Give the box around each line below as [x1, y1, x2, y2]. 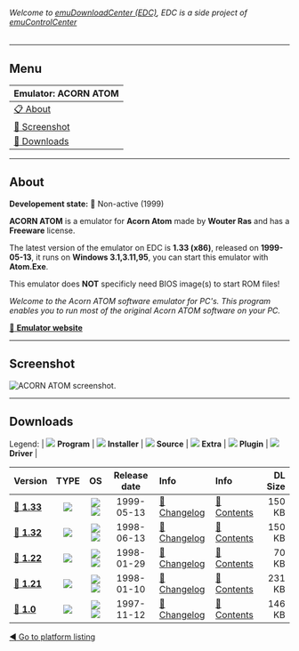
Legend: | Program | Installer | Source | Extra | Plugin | [9, 438, 269, 449]
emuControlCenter [9, 16, 77, 27]
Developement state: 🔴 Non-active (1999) [9, 198, 165, 209]
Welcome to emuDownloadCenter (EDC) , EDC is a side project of [9, 7, 247, 18]
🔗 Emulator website [9, 322, 83, 333]
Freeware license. [9, 225, 76, 236]
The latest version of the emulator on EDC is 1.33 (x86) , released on [9, 242, 260, 253]
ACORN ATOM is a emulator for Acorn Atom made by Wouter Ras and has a [9, 215, 290, 226]
